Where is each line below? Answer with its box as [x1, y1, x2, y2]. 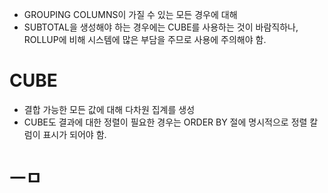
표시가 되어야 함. [42, 128, 107, 140]
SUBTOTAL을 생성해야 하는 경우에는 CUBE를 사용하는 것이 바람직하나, [23, 21, 299, 33]
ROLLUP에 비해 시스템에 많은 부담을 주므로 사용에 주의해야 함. [23, 34, 267, 45]
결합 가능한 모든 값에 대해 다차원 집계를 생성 [23, 103, 196, 115]
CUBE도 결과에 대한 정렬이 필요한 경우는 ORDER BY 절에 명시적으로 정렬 [23, 116, 308, 128]
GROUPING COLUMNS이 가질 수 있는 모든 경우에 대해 [23, 9, 238, 20]
